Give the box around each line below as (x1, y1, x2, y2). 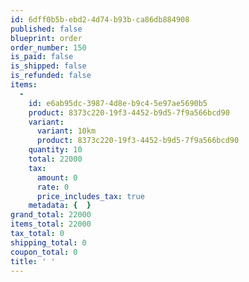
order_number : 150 (10, 42, 87, 53)
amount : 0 (36, 172, 78, 183)
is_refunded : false (10, 71, 92, 81)
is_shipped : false (10, 61, 87, 71)
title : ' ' (10, 256, 56, 266)
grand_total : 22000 (10, 210, 92, 220)
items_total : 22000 (10, 219, 92, 230)
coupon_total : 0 (10, 247, 78, 257)
